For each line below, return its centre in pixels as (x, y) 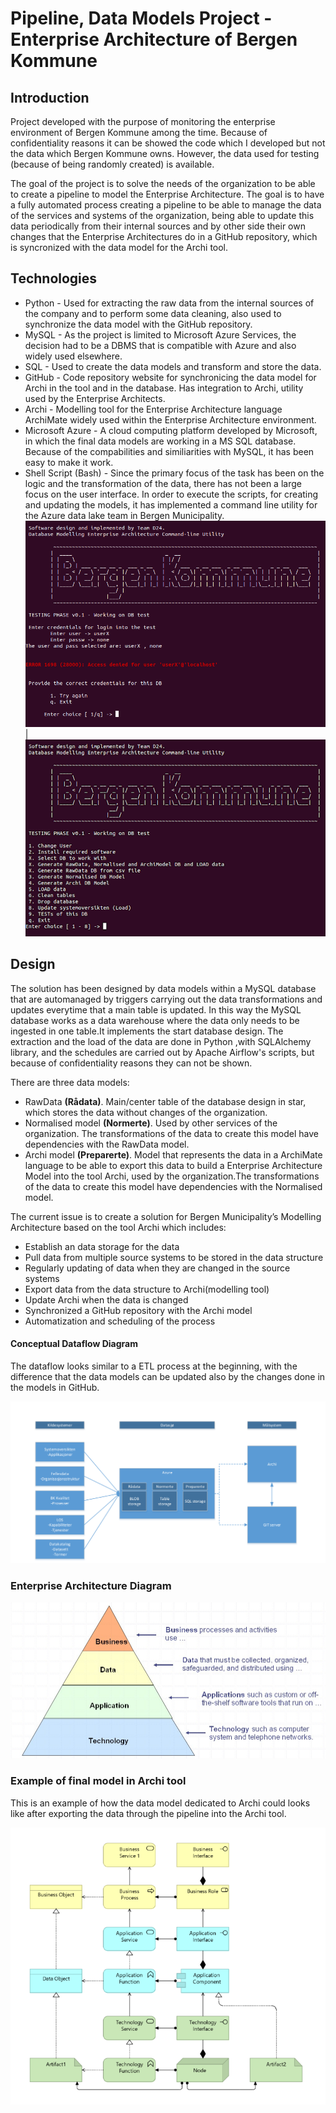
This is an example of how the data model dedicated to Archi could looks (160, 1803)
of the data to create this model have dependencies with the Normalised (173, 1186)
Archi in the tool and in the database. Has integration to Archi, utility (164, 388)
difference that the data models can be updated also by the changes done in (168, 1377)
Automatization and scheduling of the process (120, 1321)
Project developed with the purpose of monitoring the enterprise (143, 121)
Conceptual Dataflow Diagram (74, 1344)
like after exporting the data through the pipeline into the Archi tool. (148, 1813)
